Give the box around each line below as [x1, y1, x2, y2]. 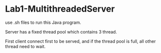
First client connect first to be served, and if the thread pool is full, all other [5, 38, 156, 44]
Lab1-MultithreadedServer [5, 3, 115, 15]
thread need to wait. [5, 43, 46, 49]
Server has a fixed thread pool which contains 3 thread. [5, 29, 117, 35]
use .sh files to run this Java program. [5, 19, 82, 25]
